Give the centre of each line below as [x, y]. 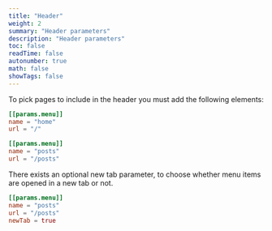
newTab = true [32, 220]
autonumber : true [38, 62]
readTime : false [36, 53]
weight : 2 [25, 24]
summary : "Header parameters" [60, 31]
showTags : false [36, 76]
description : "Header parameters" [67, 38]
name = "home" [32, 122]
